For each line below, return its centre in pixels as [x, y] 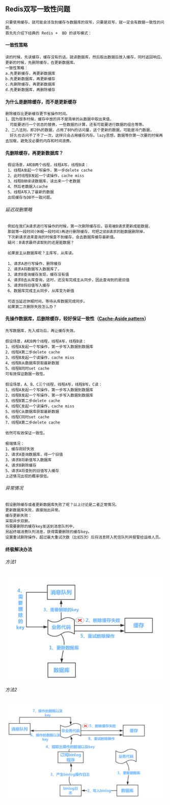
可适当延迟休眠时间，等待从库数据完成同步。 [47, 301]
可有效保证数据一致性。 [26, 374]
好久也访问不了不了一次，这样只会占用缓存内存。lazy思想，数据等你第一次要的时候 [84, 136]
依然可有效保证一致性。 [26, 433]
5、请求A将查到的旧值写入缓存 [32, 471]
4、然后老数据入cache [28, 187]
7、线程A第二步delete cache [33, 422]
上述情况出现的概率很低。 [28, 476]
